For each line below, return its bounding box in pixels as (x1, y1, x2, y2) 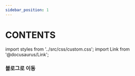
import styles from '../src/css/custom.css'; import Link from (5, 46, 130, 52)
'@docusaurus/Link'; (5, 51, 49, 57)
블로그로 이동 (5, 65, 36, 72)
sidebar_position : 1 (5, 7, 49, 13)
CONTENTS (5, 29, 56, 41)
